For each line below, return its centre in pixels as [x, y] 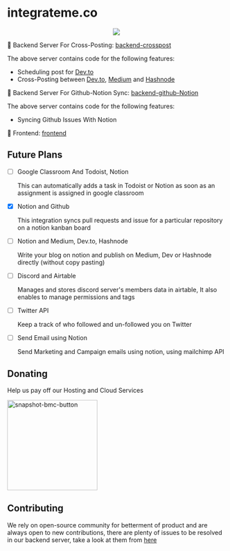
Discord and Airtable [46, 275]
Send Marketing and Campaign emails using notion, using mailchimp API [121, 352]
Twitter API [33, 311]
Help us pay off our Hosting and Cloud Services [76, 390]
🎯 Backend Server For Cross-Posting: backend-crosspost [89, 45]
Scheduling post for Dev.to [55, 71]
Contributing [35, 508]
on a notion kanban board [54, 228]
